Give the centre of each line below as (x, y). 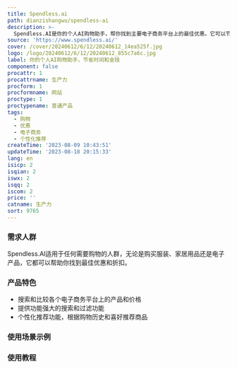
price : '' (22, 198)
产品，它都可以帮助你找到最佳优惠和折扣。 (69, 263)
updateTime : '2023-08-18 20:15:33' (60, 152)
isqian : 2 (22, 171)
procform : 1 (25, 86)
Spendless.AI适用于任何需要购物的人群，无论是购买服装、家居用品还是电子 (116, 254)
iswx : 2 (19, 178)
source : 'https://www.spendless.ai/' (63, 40)
